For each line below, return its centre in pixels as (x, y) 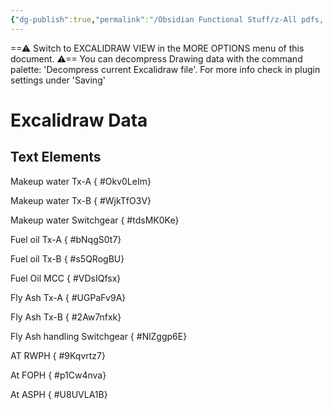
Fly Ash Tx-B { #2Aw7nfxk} (66, 317)
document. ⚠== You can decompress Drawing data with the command (156, 58)
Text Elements (56, 157)
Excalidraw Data (79, 120)
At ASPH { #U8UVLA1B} (59, 394)
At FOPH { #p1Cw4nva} (58, 375)
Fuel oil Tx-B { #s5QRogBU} (67, 258)
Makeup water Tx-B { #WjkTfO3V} (81, 200)
